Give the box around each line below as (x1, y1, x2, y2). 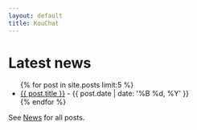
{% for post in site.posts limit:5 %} (19, 80, 134, 90)
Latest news (8, 54, 92, 72)
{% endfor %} (19, 97, 67, 107)
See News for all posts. (8, 113, 85, 123)
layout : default (8, 11, 63, 20)
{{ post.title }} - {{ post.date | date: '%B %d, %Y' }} (19, 89, 190, 99)
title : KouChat (8, 19, 60, 27)
